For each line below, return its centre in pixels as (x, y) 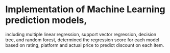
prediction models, (46, 20)
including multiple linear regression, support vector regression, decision (81, 34)
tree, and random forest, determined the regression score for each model (82, 40)
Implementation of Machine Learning (86, 9)
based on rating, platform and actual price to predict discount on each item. (85, 45)
